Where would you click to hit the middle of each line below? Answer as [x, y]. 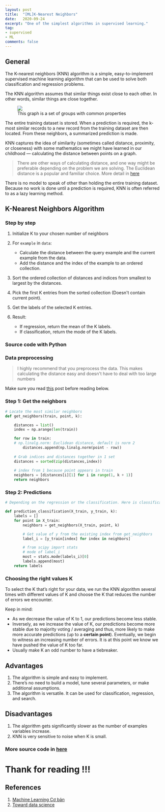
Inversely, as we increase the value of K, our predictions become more [83, 624]
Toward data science [33, 805]
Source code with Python [36, 344]
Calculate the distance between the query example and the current [87, 253]
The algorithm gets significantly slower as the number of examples [80, 726]
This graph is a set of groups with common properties [72, 113]
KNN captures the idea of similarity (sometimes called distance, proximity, [80, 143]
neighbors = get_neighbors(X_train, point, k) [71, 525]
